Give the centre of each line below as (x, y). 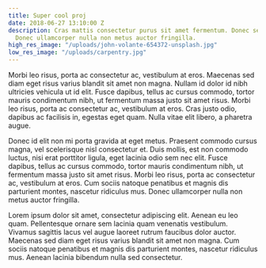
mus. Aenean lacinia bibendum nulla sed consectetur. (95, 257)
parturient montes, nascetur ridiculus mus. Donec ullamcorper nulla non (125, 191)
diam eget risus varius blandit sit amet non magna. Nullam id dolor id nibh (128, 83)
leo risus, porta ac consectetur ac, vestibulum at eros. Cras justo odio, (123, 109)
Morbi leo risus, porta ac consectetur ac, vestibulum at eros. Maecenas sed (131, 75)
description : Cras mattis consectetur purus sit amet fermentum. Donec (129, 30)
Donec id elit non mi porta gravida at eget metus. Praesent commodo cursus (133, 141)
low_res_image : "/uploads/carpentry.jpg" (78, 52)
